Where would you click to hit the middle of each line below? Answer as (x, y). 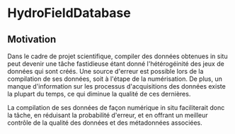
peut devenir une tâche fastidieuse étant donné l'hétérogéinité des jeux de (116, 64)
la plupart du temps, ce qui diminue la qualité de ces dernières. (99, 94)
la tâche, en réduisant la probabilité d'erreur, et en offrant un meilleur (108, 115)
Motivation (32, 39)
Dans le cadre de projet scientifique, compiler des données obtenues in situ (117, 56)
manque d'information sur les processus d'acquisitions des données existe (117, 86)
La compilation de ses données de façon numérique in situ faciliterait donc (116, 107)
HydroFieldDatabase (69, 13)
